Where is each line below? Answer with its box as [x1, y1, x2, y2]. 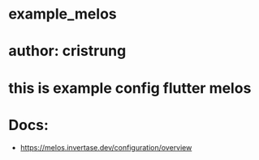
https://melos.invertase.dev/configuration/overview [19, 142, 192, 152]
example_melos [8, 5, 117, 23]
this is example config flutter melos [8, 78, 252, 97]
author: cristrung [8, 42, 127, 61]
